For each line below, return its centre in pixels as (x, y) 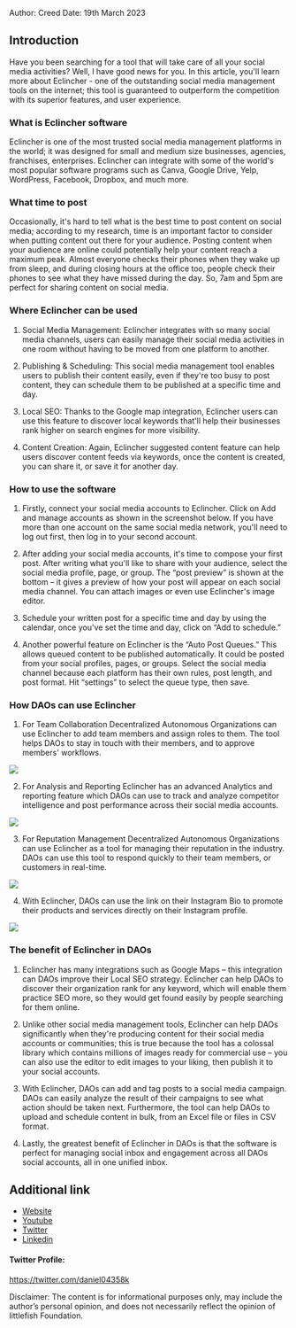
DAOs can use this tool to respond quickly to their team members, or (146, 858)
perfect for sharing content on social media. (89, 288)
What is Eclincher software (68, 122)
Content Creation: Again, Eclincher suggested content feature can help (151, 447)
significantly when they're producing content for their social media (143, 1033)
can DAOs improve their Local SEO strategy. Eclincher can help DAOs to (153, 979)
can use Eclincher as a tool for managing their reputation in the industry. (153, 849)
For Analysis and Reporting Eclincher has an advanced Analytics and (147, 787)
